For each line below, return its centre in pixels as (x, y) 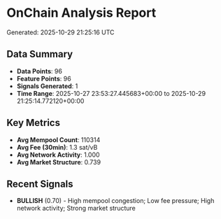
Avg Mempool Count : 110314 (58, 140)
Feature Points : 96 (44, 78)
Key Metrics (34, 123)
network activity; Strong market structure (76, 209)
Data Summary (40, 54)
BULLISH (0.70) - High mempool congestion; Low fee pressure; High (115, 201)
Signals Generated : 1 (47, 86)
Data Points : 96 (39, 71)
